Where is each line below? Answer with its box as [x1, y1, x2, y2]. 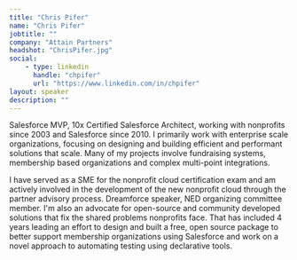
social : [9, 54, 38, 63]
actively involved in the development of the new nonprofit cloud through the [9, 184, 286, 195]
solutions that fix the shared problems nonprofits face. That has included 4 [9, 212, 282, 223]
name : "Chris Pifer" [9, 21, 86, 30]
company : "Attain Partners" [9, 37, 113, 47]
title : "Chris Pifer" [9, 12, 90, 22]
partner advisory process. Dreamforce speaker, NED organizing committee [9, 193, 283, 204]
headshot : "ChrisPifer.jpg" [9, 46, 113, 55]
